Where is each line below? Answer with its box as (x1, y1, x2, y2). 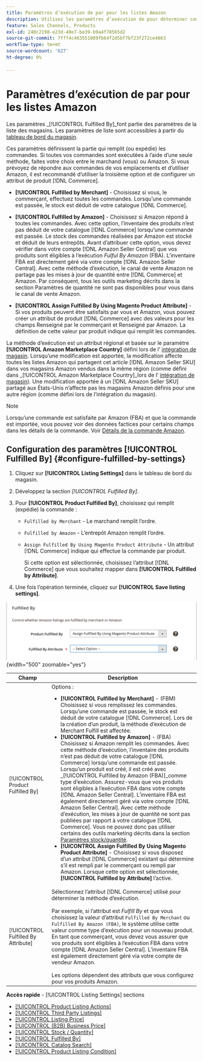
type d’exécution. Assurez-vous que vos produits (60, 778, 183, 785)
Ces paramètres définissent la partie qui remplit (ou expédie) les (6, 145, 166, 152)
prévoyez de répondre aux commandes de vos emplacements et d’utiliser (6, 164, 189, 171)
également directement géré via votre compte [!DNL (60, 797, 190, 804)
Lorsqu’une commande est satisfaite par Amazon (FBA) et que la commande (6, 414, 196, 421)
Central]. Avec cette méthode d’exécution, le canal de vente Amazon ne (14, 264, 193, 272)
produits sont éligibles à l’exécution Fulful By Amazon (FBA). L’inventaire (14, 251, 195, 259)
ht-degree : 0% (6, 54, 42, 60)
